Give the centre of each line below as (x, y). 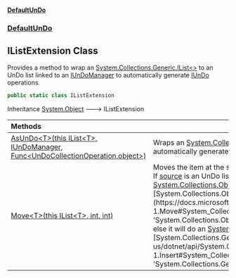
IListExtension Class (53, 50)
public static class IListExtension (61, 96)
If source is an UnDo (186, 176)
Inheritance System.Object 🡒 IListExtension (76, 109)
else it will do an (179, 229)
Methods (26, 127)
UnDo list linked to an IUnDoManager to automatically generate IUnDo (108, 75)
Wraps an (169, 143)
